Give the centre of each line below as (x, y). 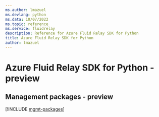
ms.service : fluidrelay (30, 29)
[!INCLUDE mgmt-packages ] (35, 109)
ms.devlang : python (26, 15)
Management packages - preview (59, 97)
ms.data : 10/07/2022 (27, 19)
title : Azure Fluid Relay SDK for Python (49, 38)
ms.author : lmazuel (26, 10)
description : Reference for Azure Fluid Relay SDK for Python (72, 33)
